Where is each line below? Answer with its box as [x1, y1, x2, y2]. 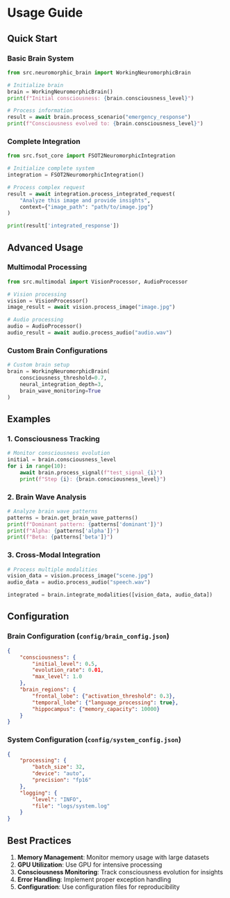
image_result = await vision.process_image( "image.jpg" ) [7, 304, 176, 311]
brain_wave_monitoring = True [19, 387, 101, 394]
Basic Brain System [7, 54, 74, 63]
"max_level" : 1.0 [32, 673, 82, 680]
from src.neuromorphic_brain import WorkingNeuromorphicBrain [7, 69, 191, 76]
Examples [7, 412, 51, 425]
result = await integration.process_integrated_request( [7, 190, 176, 198]
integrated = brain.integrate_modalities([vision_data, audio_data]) [7, 591, 213, 599]
